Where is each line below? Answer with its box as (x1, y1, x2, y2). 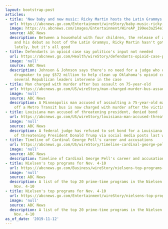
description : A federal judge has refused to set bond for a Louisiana (9, 128, 162, 133)
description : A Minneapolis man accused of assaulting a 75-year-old (9, 100, 157, 105)
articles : (5, 12, 26, 17)
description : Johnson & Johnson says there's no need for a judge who (9, 68, 160, 73)
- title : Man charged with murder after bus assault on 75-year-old (5, 81, 151, 86)
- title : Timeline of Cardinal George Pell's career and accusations (5, 137, 153, 142)
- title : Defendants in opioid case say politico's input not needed (5, 49, 153, 54)
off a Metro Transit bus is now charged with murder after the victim (14, 105, 164, 110)
